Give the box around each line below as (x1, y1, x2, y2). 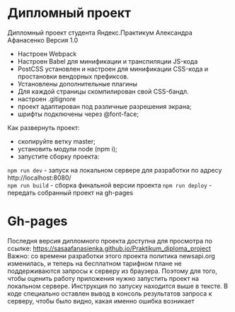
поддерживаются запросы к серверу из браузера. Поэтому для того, (7, 267, 218, 275)
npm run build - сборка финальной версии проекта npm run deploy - (7, 180, 212, 189)
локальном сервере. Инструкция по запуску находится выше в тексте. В (7, 282, 229, 290)
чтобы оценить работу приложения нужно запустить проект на (7, 274, 200, 282)
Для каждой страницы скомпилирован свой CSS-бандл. (17, 87, 189, 96)
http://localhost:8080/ (7, 173, 72, 182)
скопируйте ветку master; (17, 137, 96, 146)
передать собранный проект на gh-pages (7, 188, 133, 197)
